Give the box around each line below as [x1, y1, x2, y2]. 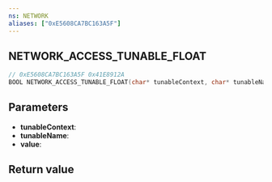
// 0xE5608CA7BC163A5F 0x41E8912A [8, 70, 125, 79]
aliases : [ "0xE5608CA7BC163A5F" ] [8, 19, 121, 28]
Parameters [8, 100, 69, 114]
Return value [8, 163, 74, 176]
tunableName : [19, 130, 70, 140]
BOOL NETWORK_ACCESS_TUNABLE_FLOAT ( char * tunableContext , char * [8, 78, 230, 87]
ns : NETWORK [8, 11, 49, 20]
